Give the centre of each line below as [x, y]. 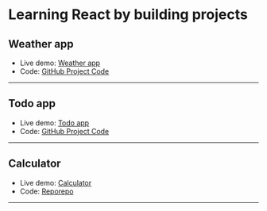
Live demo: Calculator [56, 182]
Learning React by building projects [128, 15]
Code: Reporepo [46, 191]
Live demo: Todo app [54, 123]
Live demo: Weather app [60, 63]
